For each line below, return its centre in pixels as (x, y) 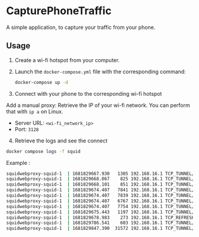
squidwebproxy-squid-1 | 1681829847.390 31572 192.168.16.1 (84, 229)
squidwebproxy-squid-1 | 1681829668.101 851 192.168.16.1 (84, 184)
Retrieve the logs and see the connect (61, 141)
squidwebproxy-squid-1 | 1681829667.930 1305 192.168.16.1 (84, 173)
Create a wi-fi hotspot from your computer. (67, 60)
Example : (18, 163)
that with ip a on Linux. (35, 111)
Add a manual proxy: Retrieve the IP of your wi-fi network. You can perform (98, 105)
